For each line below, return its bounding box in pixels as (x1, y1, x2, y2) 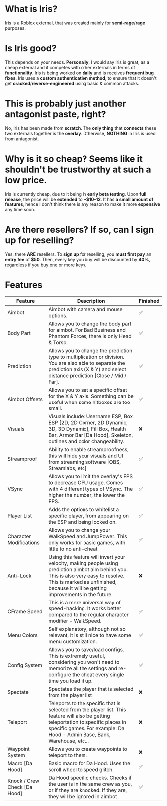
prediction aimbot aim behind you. (48, 566, 128, 573)
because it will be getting (48, 585, 107, 592)
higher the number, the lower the (48, 491, 125, 498)
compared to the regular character (48, 611, 129, 618)
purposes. (5, 25, 26, 31)
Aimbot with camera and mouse (48, 306, 123, 313)
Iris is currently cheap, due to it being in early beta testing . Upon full (5, 191, 147, 197)
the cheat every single (72, 671, 124, 678)
